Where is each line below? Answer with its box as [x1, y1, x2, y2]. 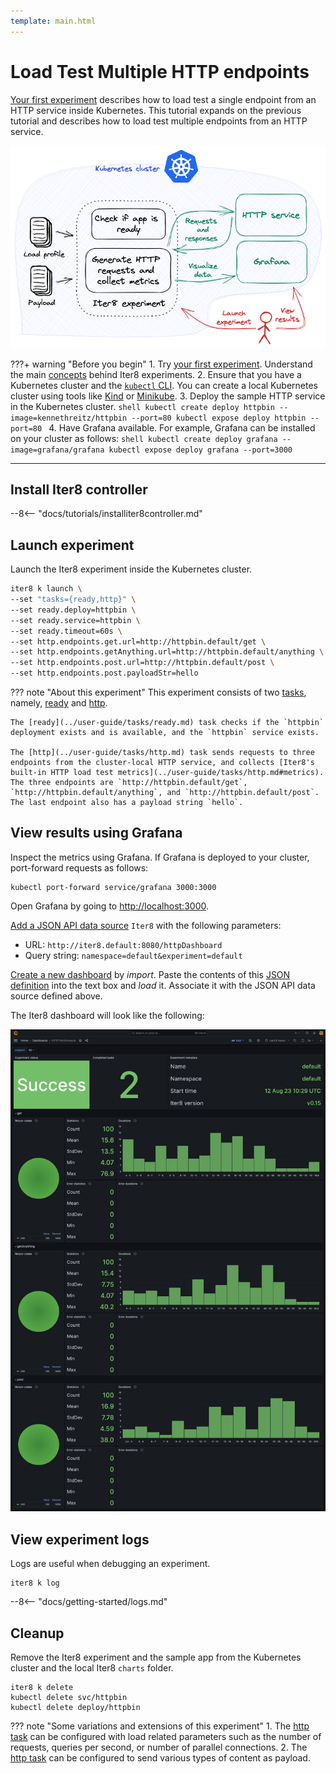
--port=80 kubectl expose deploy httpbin [131, 413, 307, 423]
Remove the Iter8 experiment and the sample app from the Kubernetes [10, 1651, 302, 1663]
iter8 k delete [10, 1682, 74, 1692]
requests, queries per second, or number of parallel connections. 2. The [10, 1741, 308, 1753]
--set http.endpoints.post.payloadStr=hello [10, 668, 199, 679]
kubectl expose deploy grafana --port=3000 [108, 445, 293, 455]
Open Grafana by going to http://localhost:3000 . [10, 900, 209, 912]
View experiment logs [10, 1531, 150, 1548]
